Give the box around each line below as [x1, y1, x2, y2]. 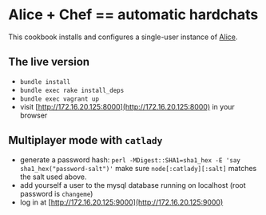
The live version [8, 55, 90, 69]
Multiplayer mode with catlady [8, 133, 163, 147]
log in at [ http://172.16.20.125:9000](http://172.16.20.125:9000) [19, 197, 224, 207]
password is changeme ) [19, 189, 93, 198]
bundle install [19, 78, 71, 86]
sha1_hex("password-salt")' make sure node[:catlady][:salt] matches [19, 163, 257, 173]
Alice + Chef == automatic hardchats [8, 6, 259, 24]
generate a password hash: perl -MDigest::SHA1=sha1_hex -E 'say [19, 154, 241, 165]
